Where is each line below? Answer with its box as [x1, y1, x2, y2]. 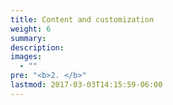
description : [10, 42, 65, 53]
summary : [10, 33, 47, 43]
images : [10, 52, 43, 62]
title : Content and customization [10, 14, 155, 25]
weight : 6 [10, 24, 52, 34]
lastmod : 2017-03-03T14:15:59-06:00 [10, 80, 163, 90]
